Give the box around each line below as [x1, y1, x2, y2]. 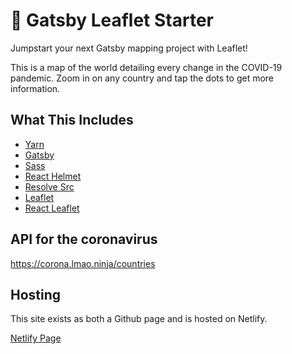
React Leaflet [24, 202, 80, 214]
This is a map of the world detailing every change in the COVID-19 [10, 61, 283, 73]
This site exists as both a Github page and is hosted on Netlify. [10, 313, 268, 325]
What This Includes [10, 112, 134, 129]
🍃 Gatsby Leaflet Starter [10, 9, 214, 32]
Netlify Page [10, 332, 62, 344]
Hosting [10, 286, 62, 303]
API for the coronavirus [10, 231, 158, 248]
